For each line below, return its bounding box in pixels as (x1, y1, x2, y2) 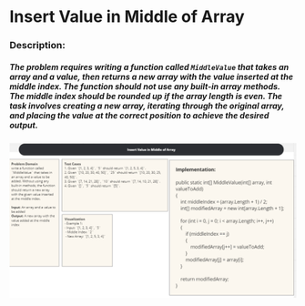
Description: (9, 39, 66, 52)
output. (9, 119, 38, 130)
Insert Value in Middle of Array (9, 6, 245, 27)
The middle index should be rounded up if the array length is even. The (9, 90, 283, 101)
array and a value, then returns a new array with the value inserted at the (9, 71, 294, 82)
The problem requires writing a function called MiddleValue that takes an (9, 61, 290, 72)
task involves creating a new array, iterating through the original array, (9, 100, 285, 111)
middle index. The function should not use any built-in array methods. (9, 80, 280, 92)
